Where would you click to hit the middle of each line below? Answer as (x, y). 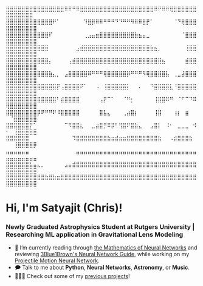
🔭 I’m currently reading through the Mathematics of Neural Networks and (106, 248)
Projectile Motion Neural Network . (57, 260)
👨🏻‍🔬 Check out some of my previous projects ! (72, 276)
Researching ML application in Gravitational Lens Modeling (95, 235)
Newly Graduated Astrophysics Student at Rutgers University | (100, 227)
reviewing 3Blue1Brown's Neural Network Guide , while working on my (102, 254)
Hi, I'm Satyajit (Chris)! (64, 208)
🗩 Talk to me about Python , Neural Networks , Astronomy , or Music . (102, 268)
